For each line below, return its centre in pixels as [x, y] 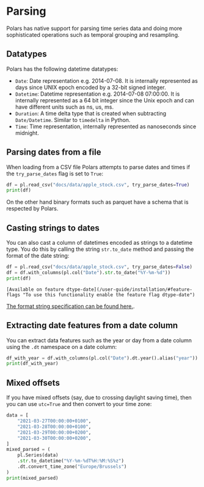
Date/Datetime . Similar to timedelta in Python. [73, 120]
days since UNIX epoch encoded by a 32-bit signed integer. [90, 87]
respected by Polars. [32, 209]
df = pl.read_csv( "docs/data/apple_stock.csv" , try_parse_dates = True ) [98, 185]
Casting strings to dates [53, 228]
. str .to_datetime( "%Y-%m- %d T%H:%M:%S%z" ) [71, 461]
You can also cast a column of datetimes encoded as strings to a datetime [99, 243]
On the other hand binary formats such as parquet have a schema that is [97, 202]
